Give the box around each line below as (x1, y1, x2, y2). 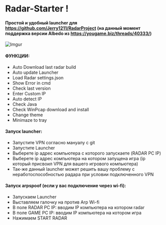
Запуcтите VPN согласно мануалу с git (12, 139, 95, 145)
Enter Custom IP (12, 90, 46, 96)
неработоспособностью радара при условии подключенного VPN (12, 171, 154, 177)
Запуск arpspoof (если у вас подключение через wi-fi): (5, 183, 126, 189)
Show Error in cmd (12, 80, 51, 86)
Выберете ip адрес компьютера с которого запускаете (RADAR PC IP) (12, 150, 161, 156)
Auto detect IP (12, 96, 42, 102)
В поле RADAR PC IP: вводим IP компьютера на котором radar (12, 205, 145, 210)
